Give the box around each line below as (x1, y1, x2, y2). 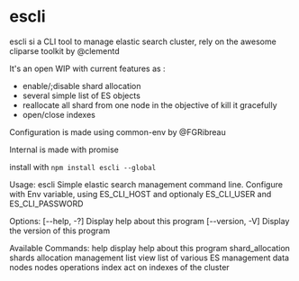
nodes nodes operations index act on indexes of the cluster (9, 261, 230, 272)
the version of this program (9, 225, 111, 236)
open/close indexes (22, 109, 96, 120)
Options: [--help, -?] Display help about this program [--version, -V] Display (9, 215, 290, 226)
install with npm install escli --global (9, 161, 157, 172)
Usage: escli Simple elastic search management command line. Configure (9, 178, 284, 190)
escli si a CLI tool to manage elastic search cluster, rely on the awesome (9, 36, 276, 47)
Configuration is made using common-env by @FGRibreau (9, 126, 227, 137)
